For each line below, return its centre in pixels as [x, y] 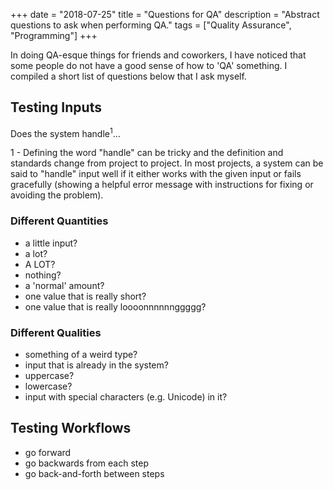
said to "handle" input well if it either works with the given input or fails [156, 174]
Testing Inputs [56, 107]
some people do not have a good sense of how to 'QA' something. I [149, 65]
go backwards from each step [86, 463]
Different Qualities [56, 332]
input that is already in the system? [96, 365]
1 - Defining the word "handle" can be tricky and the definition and [147, 153]
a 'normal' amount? [64, 285]
